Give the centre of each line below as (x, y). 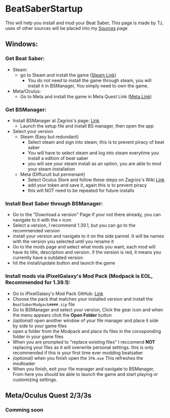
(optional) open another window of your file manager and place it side (85, 320)
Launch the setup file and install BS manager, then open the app (87, 126)
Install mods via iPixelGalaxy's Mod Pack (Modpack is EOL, (79, 276)
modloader (24, 363)
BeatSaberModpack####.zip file (44, 304)
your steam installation (51, 169)
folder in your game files (38, 337)
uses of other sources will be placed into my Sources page (67, 28)
